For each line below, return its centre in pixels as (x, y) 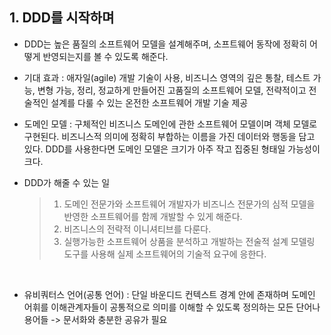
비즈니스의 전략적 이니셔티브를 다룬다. (137, 229)
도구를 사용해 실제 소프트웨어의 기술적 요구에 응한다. (165, 254)
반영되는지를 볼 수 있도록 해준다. (105, 56)
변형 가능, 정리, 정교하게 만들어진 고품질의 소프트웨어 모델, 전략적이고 (172, 90)
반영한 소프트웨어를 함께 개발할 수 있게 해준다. (153, 216)
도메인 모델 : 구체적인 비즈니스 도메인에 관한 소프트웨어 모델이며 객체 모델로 (170, 124)
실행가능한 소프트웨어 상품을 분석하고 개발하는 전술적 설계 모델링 (189, 241)
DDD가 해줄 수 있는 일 (67, 182)
